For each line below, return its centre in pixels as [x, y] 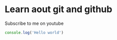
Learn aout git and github [58, 9]
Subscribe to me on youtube [34, 23]
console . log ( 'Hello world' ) [34, 32]
